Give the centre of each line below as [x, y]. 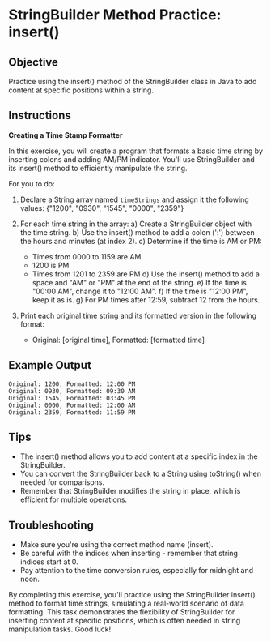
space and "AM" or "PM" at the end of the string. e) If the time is [139, 282]
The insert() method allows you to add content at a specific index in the [139, 456]
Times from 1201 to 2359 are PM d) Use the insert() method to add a [146, 274]
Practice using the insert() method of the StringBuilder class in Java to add [133, 81]
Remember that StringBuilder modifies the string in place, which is [130, 491]
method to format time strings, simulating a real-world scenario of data [127, 603]
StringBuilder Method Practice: [115, 15]
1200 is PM [51, 265]
